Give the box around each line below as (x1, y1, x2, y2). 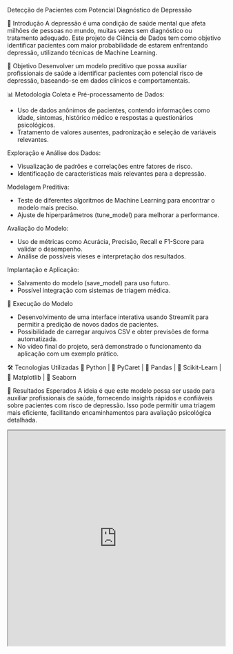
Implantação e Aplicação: (7, 265, 79, 274)
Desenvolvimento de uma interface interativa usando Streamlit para (17, 313, 209, 321)
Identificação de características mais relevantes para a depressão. (17, 170, 207, 178)
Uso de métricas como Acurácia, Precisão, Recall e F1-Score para (17, 238, 205, 245)
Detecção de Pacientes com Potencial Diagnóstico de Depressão (7, 6, 192, 14)
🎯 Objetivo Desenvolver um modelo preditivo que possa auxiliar (7, 62, 188, 70)
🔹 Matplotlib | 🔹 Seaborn (7, 374, 77, 381)
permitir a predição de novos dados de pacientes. (17, 320, 159, 328)
